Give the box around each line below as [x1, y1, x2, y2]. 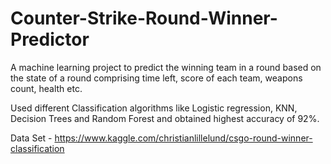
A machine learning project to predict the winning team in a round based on [10, 61, 322, 73]
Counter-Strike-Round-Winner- [10, 7, 278, 30]
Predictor [10, 28, 90, 51]
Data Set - [10, 132, 53, 144]
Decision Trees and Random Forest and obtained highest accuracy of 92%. [10, 112, 320, 124]
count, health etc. [10, 82, 83, 94]
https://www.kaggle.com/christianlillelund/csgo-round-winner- [54, 132, 313, 144]
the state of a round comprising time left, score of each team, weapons [10, 72, 303, 84]
